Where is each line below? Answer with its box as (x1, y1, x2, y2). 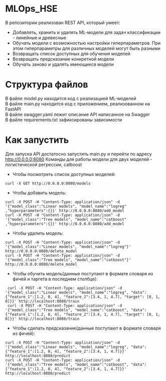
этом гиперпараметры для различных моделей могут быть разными (12, 45, 160, 51)
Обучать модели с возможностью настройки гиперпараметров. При (12, 40, 161, 46)
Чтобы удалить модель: (12, 230, 64, 236)
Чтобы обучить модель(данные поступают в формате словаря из (12, 270, 153, 276)
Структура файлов (5, 79, 88, 90)
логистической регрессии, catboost (5, 161, 82, 167)
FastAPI (5, 106, 22, 112)
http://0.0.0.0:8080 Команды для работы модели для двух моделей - (5, 156, 152, 162)
